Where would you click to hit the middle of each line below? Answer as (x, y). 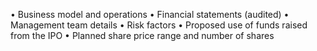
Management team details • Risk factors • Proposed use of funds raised (159, 25)
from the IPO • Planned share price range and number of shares (142, 35)
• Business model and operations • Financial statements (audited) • (150, 14)
